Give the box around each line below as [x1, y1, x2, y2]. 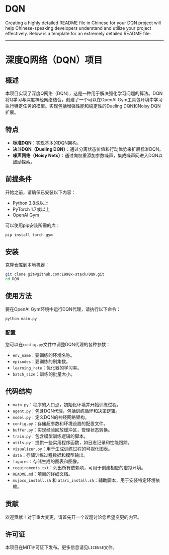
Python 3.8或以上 [12, 200, 49, 206]
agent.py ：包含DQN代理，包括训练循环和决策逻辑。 [12, 408, 120, 414]
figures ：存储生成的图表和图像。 [12, 458, 81, 464]
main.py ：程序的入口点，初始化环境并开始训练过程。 [12, 401, 121, 407]
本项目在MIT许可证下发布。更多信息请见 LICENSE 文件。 [5, 544, 117, 550]
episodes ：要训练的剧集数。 [12, 358, 71, 364]
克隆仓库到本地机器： [5, 262, 49, 268]
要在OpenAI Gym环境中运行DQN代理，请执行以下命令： [5, 306, 121, 312]
